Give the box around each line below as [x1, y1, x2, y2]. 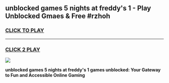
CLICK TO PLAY [5, 27, 44, 34]
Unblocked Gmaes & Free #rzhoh [5, 12, 111, 21]
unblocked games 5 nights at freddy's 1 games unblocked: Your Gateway [5, 66, 161, 72]
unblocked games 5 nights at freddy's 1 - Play [5, 4, 151, 13]
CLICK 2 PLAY [5, 46, 40, 53]
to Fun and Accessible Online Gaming [5, 72, 86, 78]
